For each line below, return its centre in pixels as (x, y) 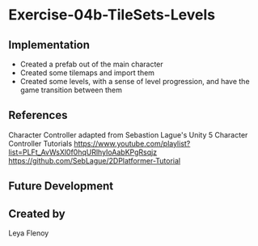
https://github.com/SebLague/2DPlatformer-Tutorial (94, 160)
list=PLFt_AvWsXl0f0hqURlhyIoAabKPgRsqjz (83, 152)
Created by (37, 213)
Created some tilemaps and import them (87, 73)
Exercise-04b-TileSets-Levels (112, 15)
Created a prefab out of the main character (91, 64)
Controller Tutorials (40, 143)
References (38, 115)
